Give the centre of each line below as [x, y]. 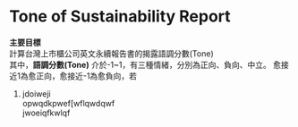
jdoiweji [36, 93]
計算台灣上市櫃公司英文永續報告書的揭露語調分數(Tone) [111, 53]
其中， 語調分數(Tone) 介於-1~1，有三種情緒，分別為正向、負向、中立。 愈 [145, 64]
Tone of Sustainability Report [120, 17]
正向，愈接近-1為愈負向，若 [86, 76]
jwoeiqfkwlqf [46, 113]
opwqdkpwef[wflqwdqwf [68, 103]
